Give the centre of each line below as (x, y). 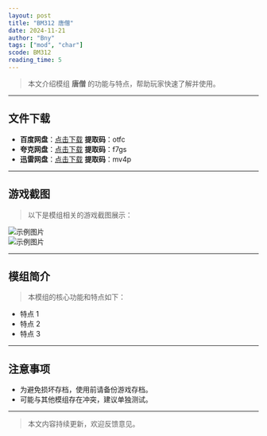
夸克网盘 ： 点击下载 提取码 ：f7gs (73, 149)
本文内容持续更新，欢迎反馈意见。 (83, 424)
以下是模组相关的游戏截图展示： (80, 215)
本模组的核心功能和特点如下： (76, 297)
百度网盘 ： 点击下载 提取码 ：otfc (72, 139)
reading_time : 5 (35, 60)
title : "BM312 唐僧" (41, 23)
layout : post (30, 16)
